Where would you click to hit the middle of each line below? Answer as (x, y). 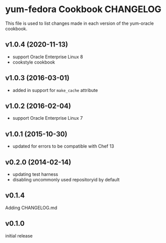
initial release (19, 235)
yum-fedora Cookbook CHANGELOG (83, 9)
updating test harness (35, 174)
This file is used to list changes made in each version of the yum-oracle (79, 23)
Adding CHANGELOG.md (31, 208)
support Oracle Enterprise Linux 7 (48, 118)
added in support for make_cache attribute (55, 90)
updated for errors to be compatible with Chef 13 (63, 146)
